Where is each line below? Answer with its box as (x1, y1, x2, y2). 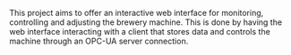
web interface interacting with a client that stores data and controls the (9, 27, 270, 36)
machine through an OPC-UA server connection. (9, 35, 189, 46)
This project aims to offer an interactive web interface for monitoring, (9, 8, 264, 18)
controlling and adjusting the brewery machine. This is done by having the (9, 17, 283, 27)
